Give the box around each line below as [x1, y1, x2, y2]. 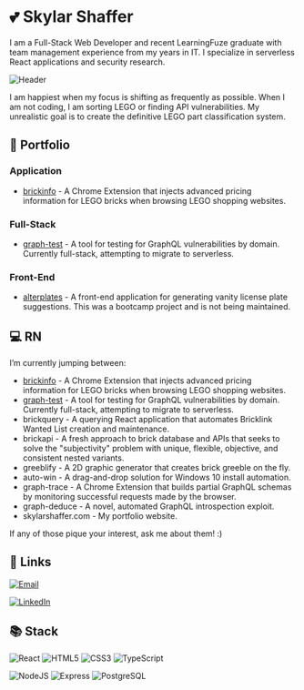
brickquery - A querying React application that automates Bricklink [22, 414, 273, 425]
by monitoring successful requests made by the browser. [22, 492, 237, 502]
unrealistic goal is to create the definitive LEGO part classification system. [9, 111, 287, 122]
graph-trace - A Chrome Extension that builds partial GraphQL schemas [22, 482, 292, 492]
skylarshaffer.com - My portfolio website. [22, 511, 177, 522]
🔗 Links [9, 554, 52, 570]
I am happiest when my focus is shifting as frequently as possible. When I [9, 91, 285, 102]
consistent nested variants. [22, 452, 125, 463]
